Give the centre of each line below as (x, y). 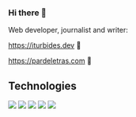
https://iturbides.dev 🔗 (45, 45)
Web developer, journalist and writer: (68, 30)
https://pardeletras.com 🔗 (50, 61)
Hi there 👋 (28, 13)
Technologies (43, 86)
